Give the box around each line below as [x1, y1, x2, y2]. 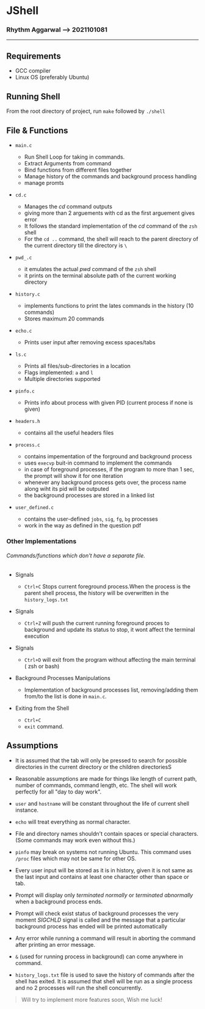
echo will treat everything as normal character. [15, 818, 131, 825]
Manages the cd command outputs [24, 203, 113, 210]
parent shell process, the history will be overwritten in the [24, 590, 169, 597]
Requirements [6, 51, 61, 61]
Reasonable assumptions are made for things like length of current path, [15, 775, 197, 782]
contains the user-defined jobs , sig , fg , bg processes [24, 515, 159, 523]
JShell [6, 4, 38, 18]
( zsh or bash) [24, 663, 60, 670]
